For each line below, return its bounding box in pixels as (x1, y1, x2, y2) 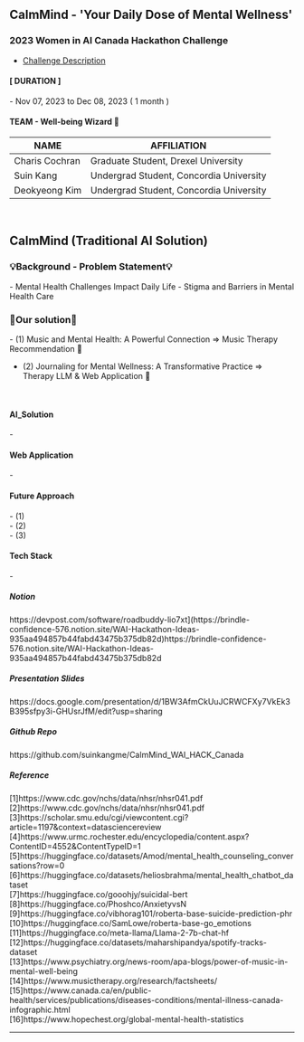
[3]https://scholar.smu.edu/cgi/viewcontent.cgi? (9, 811, 189, 822)
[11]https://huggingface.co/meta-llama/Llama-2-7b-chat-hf (9, 927, 229, 938)
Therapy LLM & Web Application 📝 (22, 371, 151, 382)
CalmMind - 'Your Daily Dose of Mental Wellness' (9, 7, 293, 23)
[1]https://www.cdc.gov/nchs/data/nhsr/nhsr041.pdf (9, 792, 204, 803)
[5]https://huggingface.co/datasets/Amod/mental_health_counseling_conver (9, 850, 294, 861)
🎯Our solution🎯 (9, 313, 78, 326)
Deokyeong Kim (14, 185, 82, 197)
